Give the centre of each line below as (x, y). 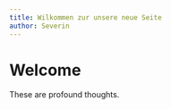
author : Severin (39, 26)
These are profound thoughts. (64, 95)
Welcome (45, 70)
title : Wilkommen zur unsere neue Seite (86, 17)
